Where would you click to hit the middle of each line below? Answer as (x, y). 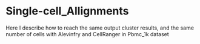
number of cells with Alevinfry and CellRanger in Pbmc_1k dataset (87, 34)
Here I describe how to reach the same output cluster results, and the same (100, 28)
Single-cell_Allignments (67, 11)
